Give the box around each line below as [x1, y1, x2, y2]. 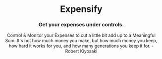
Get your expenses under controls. [38, 21, 124, 28]
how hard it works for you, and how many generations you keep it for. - [8, 43, 154, 49]
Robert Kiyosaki [65, 48, 98, 54]
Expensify [59, 3, 103, 15]
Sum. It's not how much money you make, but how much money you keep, [5, 38, 158, 44]
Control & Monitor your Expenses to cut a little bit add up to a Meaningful [7, 32, 156, 38]
